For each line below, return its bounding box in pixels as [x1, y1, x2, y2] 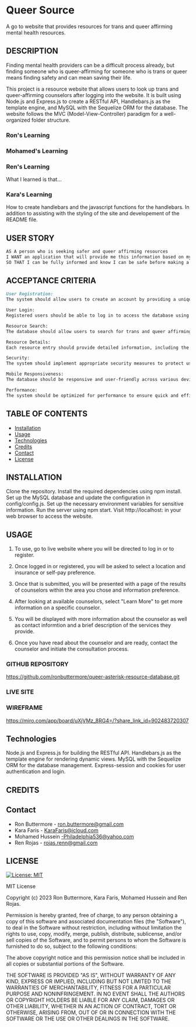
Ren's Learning [6, 162, 50, 170]
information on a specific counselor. [14, 604, 101, 612]
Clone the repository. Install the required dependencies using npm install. [6, 488, 182, 495]
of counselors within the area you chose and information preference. [14, 586, 180, 594]
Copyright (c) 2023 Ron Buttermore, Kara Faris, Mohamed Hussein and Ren [6, 894, 188, 901]
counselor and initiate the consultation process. [14, 645, 129, 652]
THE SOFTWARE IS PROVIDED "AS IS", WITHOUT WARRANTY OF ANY [6, 972, 176, 979]
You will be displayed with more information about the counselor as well [14, 616, 188, 623]
